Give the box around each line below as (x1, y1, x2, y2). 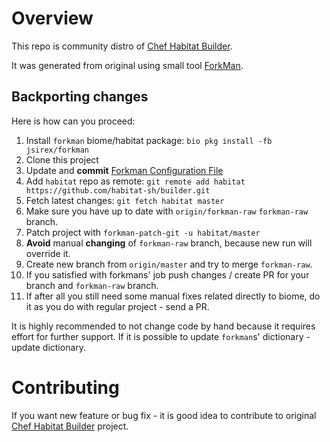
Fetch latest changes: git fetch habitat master (25, 194, 225, 206)
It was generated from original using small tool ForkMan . (11, 59, 244, 71)
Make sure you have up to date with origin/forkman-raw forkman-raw (25, 205, 309, 217)
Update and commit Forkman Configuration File (25, 164, 224, 176)
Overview (11, 7, 94, 30)
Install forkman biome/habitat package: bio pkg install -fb (25, 134, 273, 146)
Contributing (11, 376, 120, 399)
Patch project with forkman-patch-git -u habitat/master (25, 226, 261, 238)
